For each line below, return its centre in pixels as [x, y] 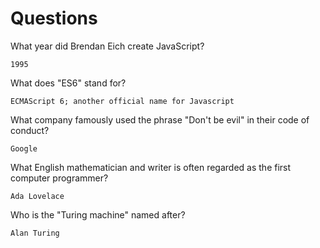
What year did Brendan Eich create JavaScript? [107, 46]
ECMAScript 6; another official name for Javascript [122, 101]
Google [24, 148]
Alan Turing [35, 233]
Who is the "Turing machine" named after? [98, 214]
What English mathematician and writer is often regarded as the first [151, 167]
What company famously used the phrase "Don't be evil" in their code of [160, 119]
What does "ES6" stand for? [68, 83]
